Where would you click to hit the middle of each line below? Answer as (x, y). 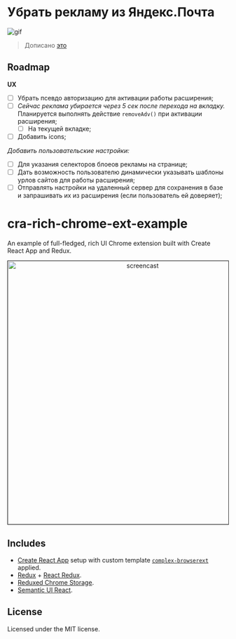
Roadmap (29, 67)
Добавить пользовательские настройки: (68, 151)
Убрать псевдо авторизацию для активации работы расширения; (115, 98)
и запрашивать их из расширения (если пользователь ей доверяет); (120, 196)
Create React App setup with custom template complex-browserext (113, 560)
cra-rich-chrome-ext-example (97, 224)
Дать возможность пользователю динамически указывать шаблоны (120, 172)
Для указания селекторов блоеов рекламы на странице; (102, 164)
